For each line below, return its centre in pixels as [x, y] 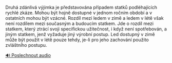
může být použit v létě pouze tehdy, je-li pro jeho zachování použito [77, 40]
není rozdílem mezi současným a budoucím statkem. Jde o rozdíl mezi [80, 23]
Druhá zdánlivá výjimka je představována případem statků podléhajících [81, 7]
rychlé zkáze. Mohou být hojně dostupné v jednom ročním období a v [79, 13]
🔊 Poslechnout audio [28, 55]
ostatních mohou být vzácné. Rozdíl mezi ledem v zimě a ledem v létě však [84, 18]
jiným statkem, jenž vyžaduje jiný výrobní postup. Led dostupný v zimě [80, 34]
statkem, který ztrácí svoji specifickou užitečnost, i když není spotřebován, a [86, 29]
